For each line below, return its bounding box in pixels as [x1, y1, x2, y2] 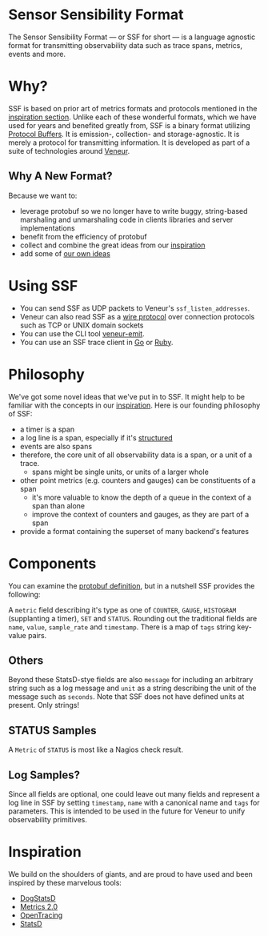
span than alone [31, 500, 86, 510]
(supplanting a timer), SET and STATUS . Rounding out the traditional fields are [8, 613, 258, 623]
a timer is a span [19, 424, 74, 434]
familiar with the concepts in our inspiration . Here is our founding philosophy [8, 400, 261, 410]
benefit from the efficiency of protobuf [19, 231, 147, 241]
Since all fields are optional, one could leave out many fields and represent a [8, 789, 260, 798]
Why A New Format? [8, 170, 113, 183]
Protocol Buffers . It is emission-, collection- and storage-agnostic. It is [8, 129, 240, 139]
